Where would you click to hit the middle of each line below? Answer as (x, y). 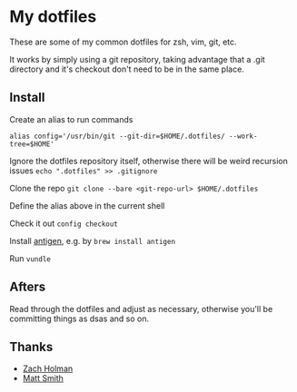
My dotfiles (53, 17)
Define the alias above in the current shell (87, 205)
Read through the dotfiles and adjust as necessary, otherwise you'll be (141, 309)
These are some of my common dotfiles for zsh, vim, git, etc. (124, 42)
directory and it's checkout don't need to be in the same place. (127, 69)
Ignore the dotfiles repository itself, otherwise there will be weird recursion (149, 161)
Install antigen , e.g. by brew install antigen (92, 240)
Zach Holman (48, 368)
